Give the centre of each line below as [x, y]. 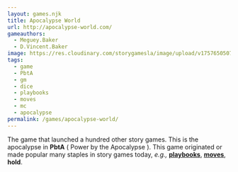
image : [17, 54]
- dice [23, 86]
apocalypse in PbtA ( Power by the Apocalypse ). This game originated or [115, 147]
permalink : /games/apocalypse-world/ [63, 119]
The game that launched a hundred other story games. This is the [103, 139]
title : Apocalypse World [44, 21]
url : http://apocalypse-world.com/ [60, 27]
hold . [15, 162]
